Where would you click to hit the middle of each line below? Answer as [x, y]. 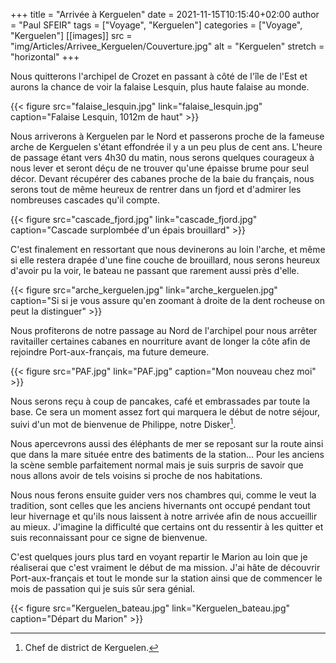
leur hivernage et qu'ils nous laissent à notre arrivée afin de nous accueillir [164, 516]
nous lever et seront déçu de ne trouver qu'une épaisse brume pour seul [160, 168]
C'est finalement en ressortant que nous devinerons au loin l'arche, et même [168, 249]
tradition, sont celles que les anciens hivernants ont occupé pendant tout [160, 505]
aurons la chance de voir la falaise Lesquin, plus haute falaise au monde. [160, 87]
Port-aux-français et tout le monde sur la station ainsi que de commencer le [166, 578]
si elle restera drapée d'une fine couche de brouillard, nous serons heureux [165, 260]
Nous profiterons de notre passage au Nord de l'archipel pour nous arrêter [164, 330]
